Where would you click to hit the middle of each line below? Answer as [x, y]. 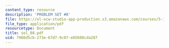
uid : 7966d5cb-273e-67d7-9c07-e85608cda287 [52, 38]
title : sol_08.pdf [24, 33]
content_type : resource [30, 10]
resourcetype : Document [30, 28]
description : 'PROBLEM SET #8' [38, 14]
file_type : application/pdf [35, 24]
